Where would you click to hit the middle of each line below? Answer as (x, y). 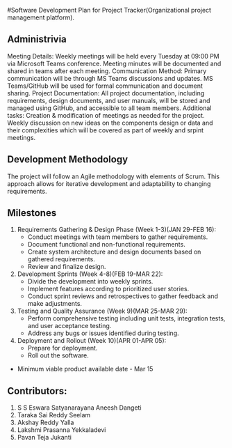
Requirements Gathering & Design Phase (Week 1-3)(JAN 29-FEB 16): (117, 230)
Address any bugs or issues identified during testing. (103, 333)
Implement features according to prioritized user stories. (108, 289)
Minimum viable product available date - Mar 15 (85, 369)
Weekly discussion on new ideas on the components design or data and (110, 123)
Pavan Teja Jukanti (44, 438)
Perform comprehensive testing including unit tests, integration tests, (126, 318)
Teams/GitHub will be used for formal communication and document (105, 86)
